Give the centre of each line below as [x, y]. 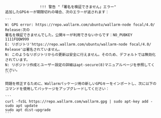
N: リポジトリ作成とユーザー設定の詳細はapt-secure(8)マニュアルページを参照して [78, 65]
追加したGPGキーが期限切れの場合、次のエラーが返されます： [57, 12]
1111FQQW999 [17, 39]
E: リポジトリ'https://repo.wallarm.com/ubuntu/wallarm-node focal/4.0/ [78, 44]
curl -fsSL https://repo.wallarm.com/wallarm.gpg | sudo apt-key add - [79, 102]
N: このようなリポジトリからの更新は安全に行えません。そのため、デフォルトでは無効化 [80, 55]
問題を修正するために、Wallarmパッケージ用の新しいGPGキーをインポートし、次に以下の [81, 84]
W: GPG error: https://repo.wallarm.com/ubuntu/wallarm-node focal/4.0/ [80, 25]
